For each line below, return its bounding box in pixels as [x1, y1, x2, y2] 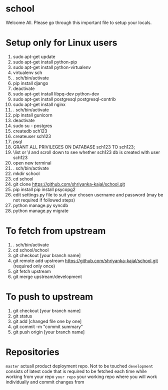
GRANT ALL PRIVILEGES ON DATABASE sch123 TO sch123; [12, 143, 135, 150]
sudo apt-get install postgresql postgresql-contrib [12, 96, 116, 102]
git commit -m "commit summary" [12, 323, 83, 329]
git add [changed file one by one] [12, 318, 82, 324]
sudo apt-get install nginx [12, 101, 66, 107]
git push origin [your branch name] [12, 328, 85, 335]
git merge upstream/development [12, 273, 82, 279]
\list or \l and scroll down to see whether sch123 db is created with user [12, 149, 160, 155]
